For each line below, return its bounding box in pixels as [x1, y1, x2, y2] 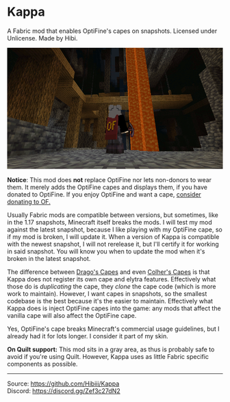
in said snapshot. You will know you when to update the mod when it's [7, 247, 205, 255]
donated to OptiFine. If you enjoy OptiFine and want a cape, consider [7, 190, 202, 199]
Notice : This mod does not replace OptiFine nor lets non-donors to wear [7, 176, 212, 184]
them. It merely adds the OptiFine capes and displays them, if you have [7, 183, 207, 192]
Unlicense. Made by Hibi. [7, 34, 78, 42]
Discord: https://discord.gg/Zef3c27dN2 [7, 387, 121, 395]
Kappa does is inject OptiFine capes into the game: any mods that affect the [7, 304, 221, 312]
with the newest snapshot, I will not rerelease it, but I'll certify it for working [7, 240, 219, 249]
